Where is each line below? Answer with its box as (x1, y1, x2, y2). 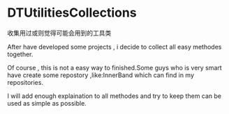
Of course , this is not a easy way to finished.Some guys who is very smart (7, 63, 222, 72)
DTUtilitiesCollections (7, 5, 138, 21)
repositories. (7, 78, 44, 86)
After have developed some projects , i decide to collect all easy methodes (7, 42, 222, 51)
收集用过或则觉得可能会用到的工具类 (7, 28, 112, 37)
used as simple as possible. (7, 99, 87, 107)
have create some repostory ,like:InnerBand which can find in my (7, 71, 194, 79)
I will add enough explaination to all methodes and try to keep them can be (7, 92, 222, 100)
